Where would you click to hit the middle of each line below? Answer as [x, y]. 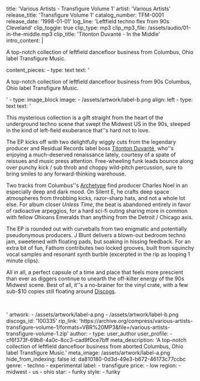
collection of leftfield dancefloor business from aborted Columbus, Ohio [95, 346]
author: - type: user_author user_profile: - [121, 334]
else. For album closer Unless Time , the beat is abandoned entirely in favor [99, 204]
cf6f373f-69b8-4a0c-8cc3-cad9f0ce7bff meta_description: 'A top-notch [96, 340]
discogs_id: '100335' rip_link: [42, 321]
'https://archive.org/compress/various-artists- [136, 321]
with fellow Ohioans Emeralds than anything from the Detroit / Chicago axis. [100, 217]
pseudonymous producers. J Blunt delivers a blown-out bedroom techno [96, 235]
